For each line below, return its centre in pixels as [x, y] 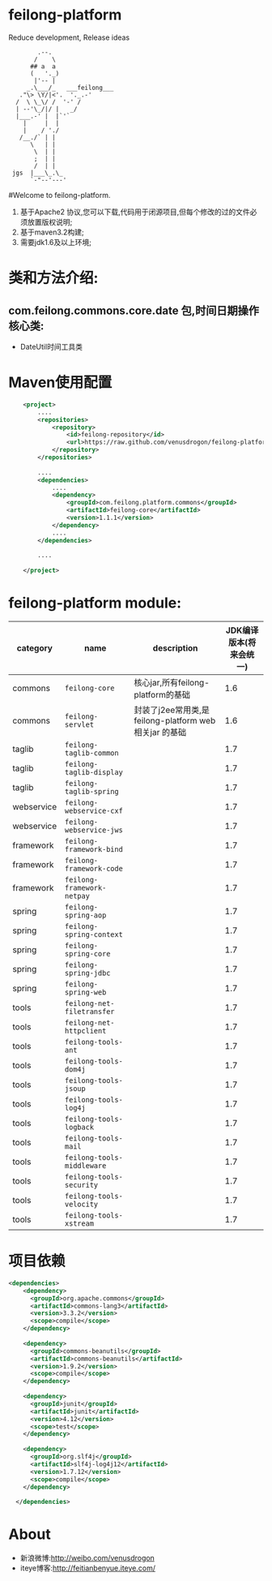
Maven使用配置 [60, 382]
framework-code [93, 868]
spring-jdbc [87, 973]
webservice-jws [93, 830]
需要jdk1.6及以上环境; [55, 242]
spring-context [93, 934]
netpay [77, 896]
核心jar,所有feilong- [172, 682]
